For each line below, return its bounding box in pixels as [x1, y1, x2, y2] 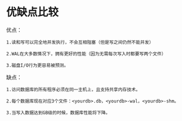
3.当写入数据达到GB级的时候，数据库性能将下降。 [6, 110, 110, 116]
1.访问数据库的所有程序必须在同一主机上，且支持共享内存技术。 [6, 86, 141, 92]
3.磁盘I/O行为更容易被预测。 [6, 62, 69, 69]
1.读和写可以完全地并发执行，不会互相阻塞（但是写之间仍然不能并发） [6, 39, 154, 45]
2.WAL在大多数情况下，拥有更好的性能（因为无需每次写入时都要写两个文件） [6, 51, 166, 57]
